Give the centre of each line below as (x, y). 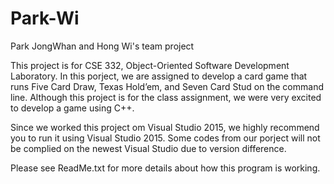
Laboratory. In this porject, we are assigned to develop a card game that (159, 76)
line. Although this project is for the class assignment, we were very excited (166, 97)
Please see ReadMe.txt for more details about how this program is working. (165, 168)
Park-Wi (45, 18)
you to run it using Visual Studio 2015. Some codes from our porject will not (165, 138)
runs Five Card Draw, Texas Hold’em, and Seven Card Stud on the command (167, 86)
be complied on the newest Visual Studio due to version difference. (148, 148)
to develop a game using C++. (72, 108)
